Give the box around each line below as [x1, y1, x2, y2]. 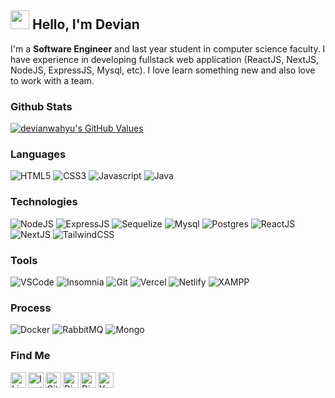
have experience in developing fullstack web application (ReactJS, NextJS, [10, 53, 320, 65]
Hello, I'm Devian [31, 16, 140, 33]
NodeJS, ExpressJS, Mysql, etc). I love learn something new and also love [10, 64, 316, 76]
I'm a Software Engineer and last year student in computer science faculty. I [10, 42, 326, 55]
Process [10, 301, 52, 315]
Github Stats [10, 99, 73, 113]
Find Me [10, 349, 51, 363]
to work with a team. [10, 74, 95, 86]
